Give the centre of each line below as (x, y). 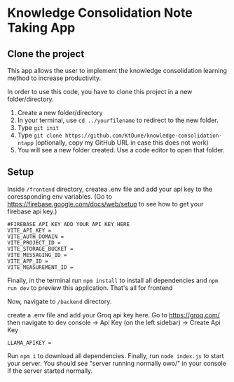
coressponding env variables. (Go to (60, 196)
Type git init (38, 127)
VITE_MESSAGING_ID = (37, 255)
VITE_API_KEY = (29, 230)
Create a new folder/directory (60, 113)
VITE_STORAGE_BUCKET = (40, 249)
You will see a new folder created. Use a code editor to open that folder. (121, 150)
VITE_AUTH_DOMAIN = (36, 237)
